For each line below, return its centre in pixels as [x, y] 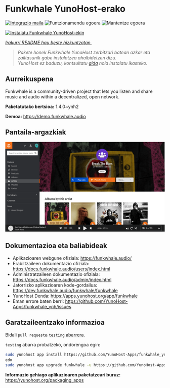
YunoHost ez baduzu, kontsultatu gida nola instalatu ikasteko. [82, 63]
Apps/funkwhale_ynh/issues [42, 306]
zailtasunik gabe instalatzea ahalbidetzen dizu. [67, 58]
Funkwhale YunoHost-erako [65, 9]
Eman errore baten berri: [38, 301]
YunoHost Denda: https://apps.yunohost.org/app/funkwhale [75, 296]
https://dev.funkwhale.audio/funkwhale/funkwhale [65, 290]
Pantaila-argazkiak [36, 132]
